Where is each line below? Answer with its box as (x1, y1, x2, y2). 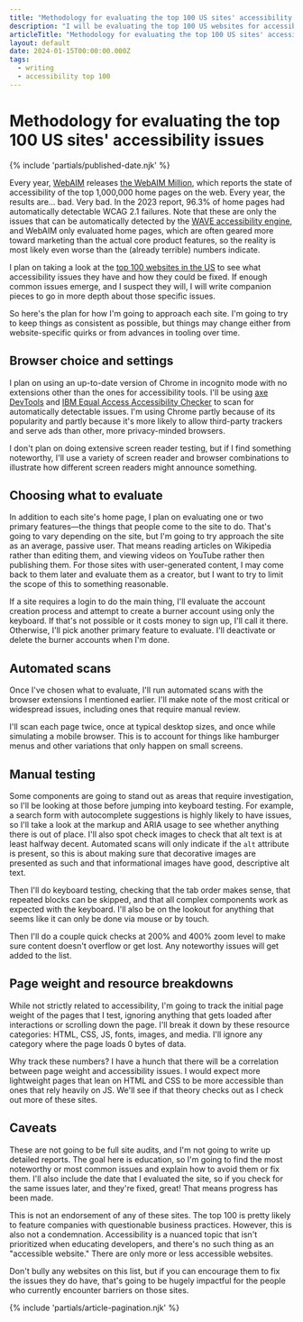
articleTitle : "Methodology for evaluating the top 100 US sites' (9, 30, 264, 39)
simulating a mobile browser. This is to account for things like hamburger (9, 731, 280, 742)
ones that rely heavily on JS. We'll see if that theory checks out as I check (9, 1084, 284, 1096)
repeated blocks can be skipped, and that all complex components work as (9, 894, 289, 904)
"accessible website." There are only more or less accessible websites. (9, 1248, 273, 1259)
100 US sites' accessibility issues (9, 130, 264, 150)
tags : (9, 55, 30, 64)
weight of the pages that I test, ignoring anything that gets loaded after (9, 1009, 272, 1020)
